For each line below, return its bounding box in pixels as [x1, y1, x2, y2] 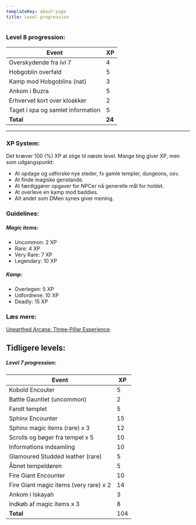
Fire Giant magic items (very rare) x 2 [9, 481, 111, 489]
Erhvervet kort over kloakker [9, 96, 87, 104]
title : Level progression [6, 14, 69, 20]
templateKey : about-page [6, 8, 66, 15]
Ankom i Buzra [9, 87, 49, 95]
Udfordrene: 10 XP [14, 291, 60, 298]
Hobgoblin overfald [9, 68, 62, 76]
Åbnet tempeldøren [9, 462, 62, 470]
